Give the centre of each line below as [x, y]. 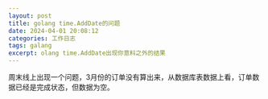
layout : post [30, 16]
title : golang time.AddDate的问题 [64, 23]
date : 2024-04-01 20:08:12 [54, 31]
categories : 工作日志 [42, 38]
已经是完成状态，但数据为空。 [64, 87]
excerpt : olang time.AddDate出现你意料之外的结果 [87, 53]
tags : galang [30, 46]
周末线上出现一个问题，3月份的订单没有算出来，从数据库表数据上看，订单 [130, 77]
